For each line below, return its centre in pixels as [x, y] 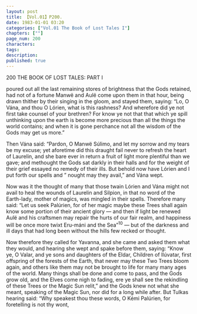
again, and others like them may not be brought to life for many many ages [96, 267]
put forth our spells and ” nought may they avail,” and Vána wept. [85, 175]
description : [22, 55]
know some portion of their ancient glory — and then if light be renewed [94, 211]
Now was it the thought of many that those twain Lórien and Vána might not [98, 186]
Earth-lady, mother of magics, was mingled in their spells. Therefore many [96, 199]
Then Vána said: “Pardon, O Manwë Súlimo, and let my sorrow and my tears [98, 144]
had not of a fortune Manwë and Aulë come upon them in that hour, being [95, 95]
